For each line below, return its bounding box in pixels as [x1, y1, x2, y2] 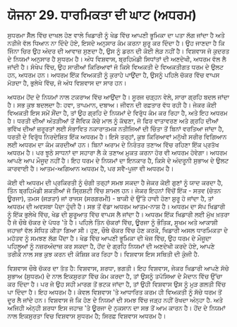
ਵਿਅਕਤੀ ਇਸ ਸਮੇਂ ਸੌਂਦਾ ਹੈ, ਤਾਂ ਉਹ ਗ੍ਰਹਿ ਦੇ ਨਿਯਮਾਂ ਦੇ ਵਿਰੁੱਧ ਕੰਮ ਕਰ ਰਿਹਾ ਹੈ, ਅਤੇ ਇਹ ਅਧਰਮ [7, 108, 228, 117]
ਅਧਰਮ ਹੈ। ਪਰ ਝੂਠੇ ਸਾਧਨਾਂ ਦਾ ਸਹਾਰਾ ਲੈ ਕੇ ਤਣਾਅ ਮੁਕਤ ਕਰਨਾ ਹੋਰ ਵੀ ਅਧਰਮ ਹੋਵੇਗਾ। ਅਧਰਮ [7, 148, 228, 157]
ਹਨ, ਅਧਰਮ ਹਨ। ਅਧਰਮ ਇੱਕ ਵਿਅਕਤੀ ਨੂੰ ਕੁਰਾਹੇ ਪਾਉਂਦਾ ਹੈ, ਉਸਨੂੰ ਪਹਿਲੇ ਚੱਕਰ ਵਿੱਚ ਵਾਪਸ [7, 71, 220, 79]
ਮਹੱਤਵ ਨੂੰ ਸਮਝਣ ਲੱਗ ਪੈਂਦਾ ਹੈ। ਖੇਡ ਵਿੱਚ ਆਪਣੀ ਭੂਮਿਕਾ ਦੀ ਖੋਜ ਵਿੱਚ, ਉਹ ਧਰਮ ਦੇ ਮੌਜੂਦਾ [7, 234, 212, 242]
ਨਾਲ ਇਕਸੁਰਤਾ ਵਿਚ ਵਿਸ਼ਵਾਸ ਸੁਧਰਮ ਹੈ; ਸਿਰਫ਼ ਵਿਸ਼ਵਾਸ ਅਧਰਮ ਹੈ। [7, 311, 166, 320]
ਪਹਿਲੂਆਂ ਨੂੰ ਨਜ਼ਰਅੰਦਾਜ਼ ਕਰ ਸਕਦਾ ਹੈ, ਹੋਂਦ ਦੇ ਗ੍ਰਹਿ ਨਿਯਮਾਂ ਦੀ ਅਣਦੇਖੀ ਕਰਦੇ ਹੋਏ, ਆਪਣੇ [7, 242, 215, 250]
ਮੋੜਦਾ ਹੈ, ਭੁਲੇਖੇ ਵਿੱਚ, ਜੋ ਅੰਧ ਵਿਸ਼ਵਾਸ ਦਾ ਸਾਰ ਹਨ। [7, 78, 127, 87]
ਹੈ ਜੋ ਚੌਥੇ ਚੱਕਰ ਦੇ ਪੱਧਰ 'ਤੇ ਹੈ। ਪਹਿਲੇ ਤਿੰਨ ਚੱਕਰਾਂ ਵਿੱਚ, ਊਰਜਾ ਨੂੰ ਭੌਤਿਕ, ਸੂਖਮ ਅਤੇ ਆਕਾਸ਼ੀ [7, 218, 219, 226]
